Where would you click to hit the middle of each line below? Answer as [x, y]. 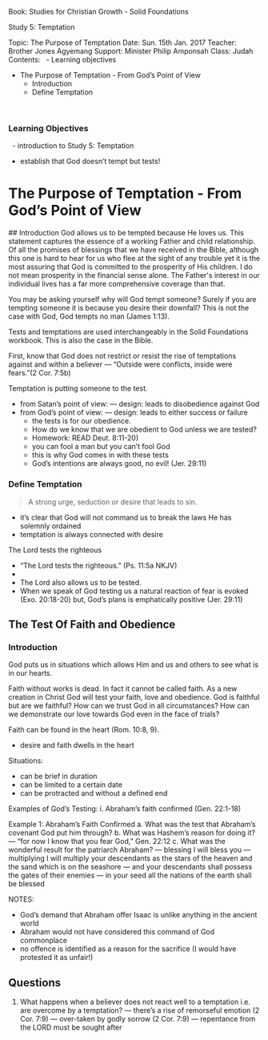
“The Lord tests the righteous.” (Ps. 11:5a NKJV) [98, 565]
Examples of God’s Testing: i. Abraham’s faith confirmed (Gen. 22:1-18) [125, 809]
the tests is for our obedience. [82, 421]
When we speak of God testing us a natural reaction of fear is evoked [134, 591]
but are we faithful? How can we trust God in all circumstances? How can [129, 706]
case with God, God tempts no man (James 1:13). [89, 316]
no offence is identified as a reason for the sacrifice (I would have [128, 949]
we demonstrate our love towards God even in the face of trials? [114, 714]
